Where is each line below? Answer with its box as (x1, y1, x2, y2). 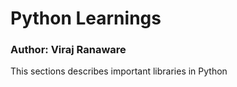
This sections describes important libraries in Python (10, 65, 228, 77)
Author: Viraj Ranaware (10, 43, 127, 57)
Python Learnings (10, 7, 162, 30)
